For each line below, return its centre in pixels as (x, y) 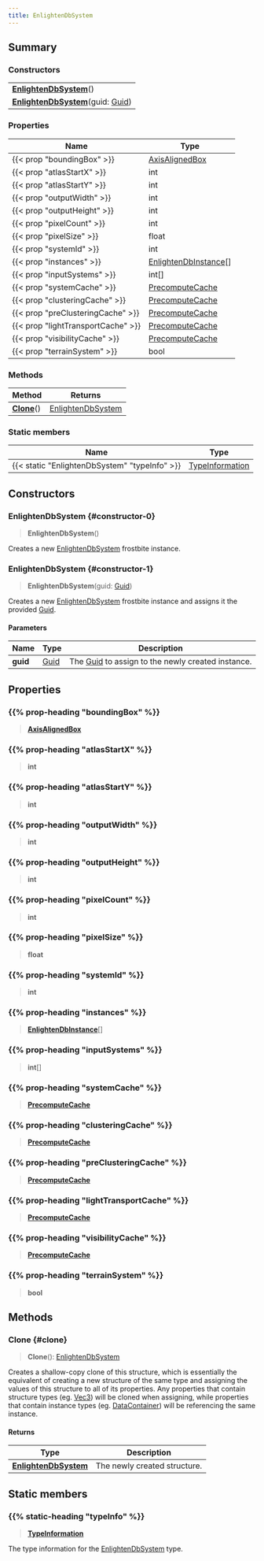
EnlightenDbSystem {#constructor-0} (82, 516)
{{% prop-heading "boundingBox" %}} (84, 712)
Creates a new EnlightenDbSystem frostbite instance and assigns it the (123, 601)
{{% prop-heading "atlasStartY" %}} (80, 787)
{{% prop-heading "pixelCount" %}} (79, 900)
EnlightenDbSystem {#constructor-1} (81, 569)
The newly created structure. (149, 1466)
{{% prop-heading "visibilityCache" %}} (87, 1237)
